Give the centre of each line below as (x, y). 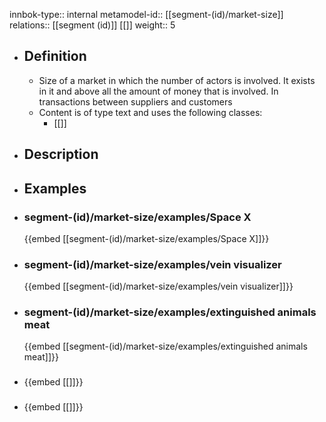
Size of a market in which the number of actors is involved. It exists (177, 80)
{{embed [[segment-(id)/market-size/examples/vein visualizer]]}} (158, 286)
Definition (55, 56)
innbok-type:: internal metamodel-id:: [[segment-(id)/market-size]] (146, 14)
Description (61, 154)
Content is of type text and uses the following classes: (150, 112)
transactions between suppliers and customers (135, 101)
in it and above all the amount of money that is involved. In (158, 91)
